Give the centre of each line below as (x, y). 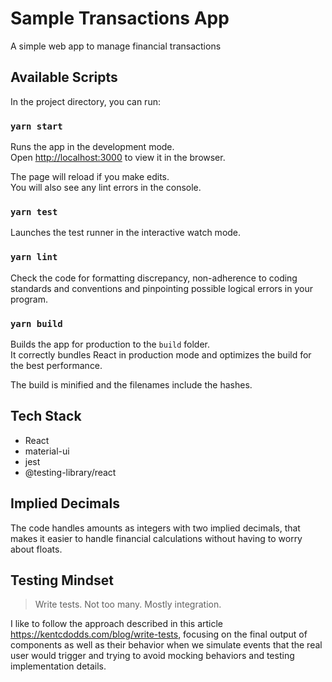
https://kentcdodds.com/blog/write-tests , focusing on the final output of (159, 634)
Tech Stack (46, 416)
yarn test (34, 211)
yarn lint (34, 257)
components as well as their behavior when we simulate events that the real (166, 645)
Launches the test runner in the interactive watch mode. (126, 233)
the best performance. (56, 365)
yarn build (36, 323)
